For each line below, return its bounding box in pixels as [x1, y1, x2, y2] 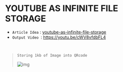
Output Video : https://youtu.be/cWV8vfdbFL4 [12, 34, 106, 40]
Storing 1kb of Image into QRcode [17, 53, 87, 58]
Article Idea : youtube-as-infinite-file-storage [12, 29, 106, 35]
